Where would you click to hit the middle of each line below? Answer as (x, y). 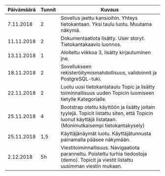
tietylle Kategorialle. (83, 99)
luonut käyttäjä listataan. (89, 119)
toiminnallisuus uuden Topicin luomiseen (108, 93)
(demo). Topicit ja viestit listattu (97, 160)
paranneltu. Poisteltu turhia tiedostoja (104, 154)
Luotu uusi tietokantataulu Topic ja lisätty (108, 87)
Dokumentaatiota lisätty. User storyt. (103, 38)
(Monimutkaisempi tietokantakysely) (103, 126)
